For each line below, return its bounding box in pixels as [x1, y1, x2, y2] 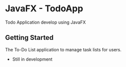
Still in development [12, 56, 53, 62]
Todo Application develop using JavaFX [5, 19, 86, 25]
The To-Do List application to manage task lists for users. [5, 46, 122, 52]
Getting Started [5, 33, 54, 42]
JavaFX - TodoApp [5, 3, 84, 14]
